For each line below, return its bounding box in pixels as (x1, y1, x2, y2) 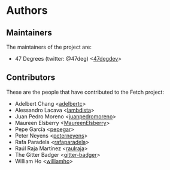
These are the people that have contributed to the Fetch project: (6, 88, 165, 96)
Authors (6, 4, 48, 17)
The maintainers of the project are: (6, 43, 92, 50)
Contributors (6, 73, 56, 83)
